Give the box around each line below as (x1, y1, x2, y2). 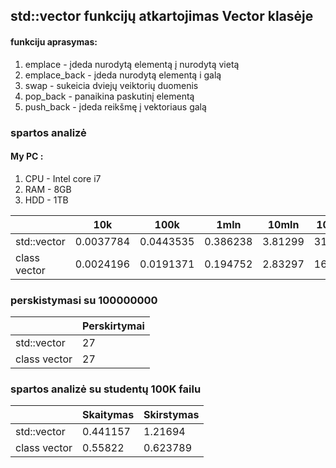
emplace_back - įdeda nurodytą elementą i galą (24, 69, 222, 81)
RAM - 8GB (24, 183, 72, 195)
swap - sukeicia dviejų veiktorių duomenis (24, 79, 199, 91)
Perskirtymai (82, 319, 145, 333)
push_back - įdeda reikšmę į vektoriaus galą (24, 100, 207, 113)
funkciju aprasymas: (10, 35, 98, 48)
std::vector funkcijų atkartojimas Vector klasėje (10, 8, 314, 25)
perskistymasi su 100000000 (10, 293, 158, 307)
